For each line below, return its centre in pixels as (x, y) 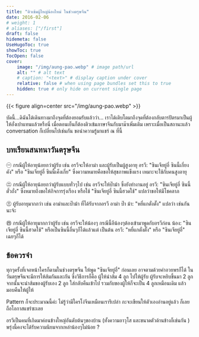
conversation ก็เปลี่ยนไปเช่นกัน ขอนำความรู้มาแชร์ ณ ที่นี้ (64, 131)
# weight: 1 (21, 23)
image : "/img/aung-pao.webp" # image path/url (75, 67)
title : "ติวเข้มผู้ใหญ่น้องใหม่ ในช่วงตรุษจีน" (48, 12)
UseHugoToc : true (28, 45)
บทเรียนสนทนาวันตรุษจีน (43, 150)
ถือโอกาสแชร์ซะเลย (25, 308)
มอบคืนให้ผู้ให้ (20, 289)
